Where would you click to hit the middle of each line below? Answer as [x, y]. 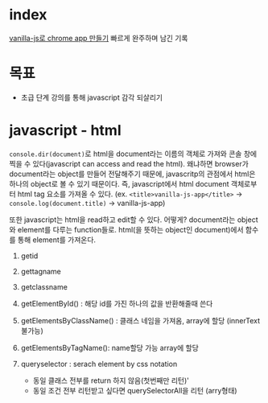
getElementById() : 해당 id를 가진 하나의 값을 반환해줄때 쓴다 [117, 303]
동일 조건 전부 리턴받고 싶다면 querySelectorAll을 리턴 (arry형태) [135, 390]
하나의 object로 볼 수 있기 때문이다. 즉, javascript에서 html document [119, 183]
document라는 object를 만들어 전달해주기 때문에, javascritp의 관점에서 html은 [132, 174]
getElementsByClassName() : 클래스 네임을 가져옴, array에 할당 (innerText [140, 320]
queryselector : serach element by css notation [99, 364]
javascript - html [65, 131]
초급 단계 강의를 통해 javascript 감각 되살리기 [92, 97]
